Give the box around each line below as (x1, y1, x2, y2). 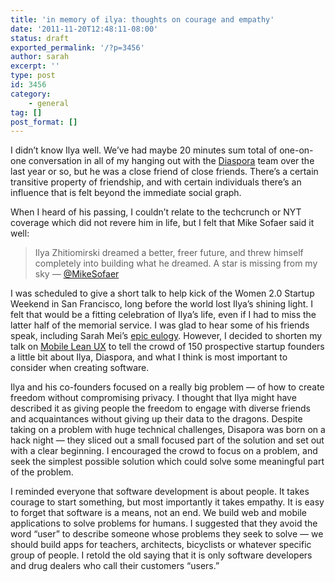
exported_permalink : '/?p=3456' (10, 42, 145, 53)
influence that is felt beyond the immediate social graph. (10, 187, 242, 199)
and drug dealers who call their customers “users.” (10, 560, 220, 572)
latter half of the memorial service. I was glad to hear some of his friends (10, 319, 310, 331)
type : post (10, 71, 56, 81)
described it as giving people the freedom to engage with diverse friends (10, 402, 311, 415)
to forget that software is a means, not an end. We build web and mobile (10, 507, 308, 519)
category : (10, 89, 52, 99)
